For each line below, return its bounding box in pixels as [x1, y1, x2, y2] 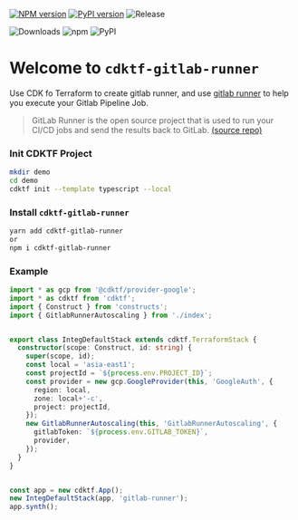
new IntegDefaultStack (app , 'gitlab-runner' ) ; [9, 494, 188, 503]
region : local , [33, 385, 91, 394]
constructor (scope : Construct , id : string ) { [17, 343, 193, 352]
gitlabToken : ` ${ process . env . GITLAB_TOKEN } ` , [33, 428, 208, 437]
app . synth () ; [9, 503, 59, 512]
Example [9, 265, 49, 277]
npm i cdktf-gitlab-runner [9, 243, 111, 253]
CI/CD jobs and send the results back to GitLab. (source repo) [31, 124, 263, 135]
